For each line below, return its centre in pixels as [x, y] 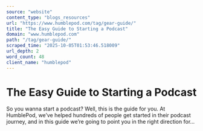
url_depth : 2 [23, 51]
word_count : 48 [25, 57]
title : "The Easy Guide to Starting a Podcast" [67, 29]
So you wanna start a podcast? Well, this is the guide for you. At [86, 109]
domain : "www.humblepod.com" [43, 34]
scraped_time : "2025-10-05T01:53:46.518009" [63, 46]
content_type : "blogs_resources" [48, 18]
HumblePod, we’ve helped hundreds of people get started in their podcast [99, 115]
